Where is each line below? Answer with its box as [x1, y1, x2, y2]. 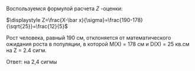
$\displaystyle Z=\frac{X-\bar [6, 17, 78, 23]
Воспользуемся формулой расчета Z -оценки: [6, 5, 123, 12]
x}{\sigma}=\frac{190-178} [79, 17, 144, 23]
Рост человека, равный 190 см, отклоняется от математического [6, 34, 171, 41]
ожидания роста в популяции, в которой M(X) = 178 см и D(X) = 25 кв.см [6, 41, 190, 47]
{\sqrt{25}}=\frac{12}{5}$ [6, 23, 68, 30]
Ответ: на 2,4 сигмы [6, 59, 57, 65]
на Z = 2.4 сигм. [6, 47, 47, 54]
